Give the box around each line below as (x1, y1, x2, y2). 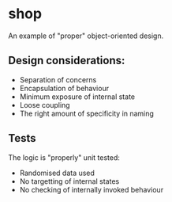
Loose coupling (19, 100, 70, 109)
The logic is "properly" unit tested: (8, 152, 121, 162)
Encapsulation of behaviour (19, 83, 109, 93)
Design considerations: (8, 54, 125, 67)
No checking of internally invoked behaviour (19, 185, 164, 194)
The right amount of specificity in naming (19, 109, 154, 118)
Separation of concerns (19, 74, 97, 84)
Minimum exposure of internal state (19, 92, 136, 101)
